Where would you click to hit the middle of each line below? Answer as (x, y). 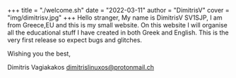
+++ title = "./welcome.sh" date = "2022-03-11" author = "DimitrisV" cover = (118, 10)
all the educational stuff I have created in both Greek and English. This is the (118, 32)
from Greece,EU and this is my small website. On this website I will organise (118, 25)
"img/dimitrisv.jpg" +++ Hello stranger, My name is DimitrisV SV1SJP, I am (115, 18)
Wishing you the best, (39, 53)
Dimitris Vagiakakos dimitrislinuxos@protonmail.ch (81, 67)
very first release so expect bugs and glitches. (75, 40)
